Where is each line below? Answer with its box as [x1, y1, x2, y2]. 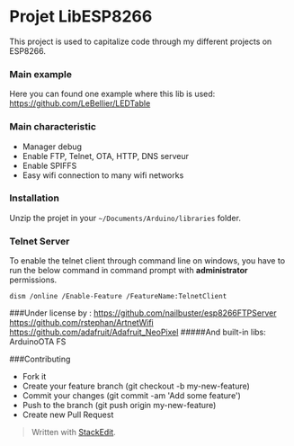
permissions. [9, 274, 58, 285]
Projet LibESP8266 [9, 6, 153, 27]
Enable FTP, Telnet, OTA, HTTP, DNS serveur [22, 150, 190, 161]
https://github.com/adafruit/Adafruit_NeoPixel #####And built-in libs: [9, 326, 267, 338]
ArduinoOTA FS [9, 336, 67, 347]
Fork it [22, 371, 47, 382]
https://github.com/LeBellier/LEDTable [9, 98, 151, 109]
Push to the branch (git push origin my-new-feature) [22, 400, 217, 411]
